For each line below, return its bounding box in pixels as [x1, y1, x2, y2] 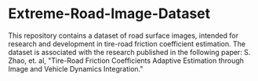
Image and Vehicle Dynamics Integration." [8, 64, 144, 73]
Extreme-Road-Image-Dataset [8, 5, 211, 23]
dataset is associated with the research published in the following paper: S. [8, 47, 251, 57]
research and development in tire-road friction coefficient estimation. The [8, 39, 245, 48]
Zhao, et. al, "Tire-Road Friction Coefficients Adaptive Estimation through [8, 56, 245, 65]
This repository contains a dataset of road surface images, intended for [8, 31, 239, 40]
